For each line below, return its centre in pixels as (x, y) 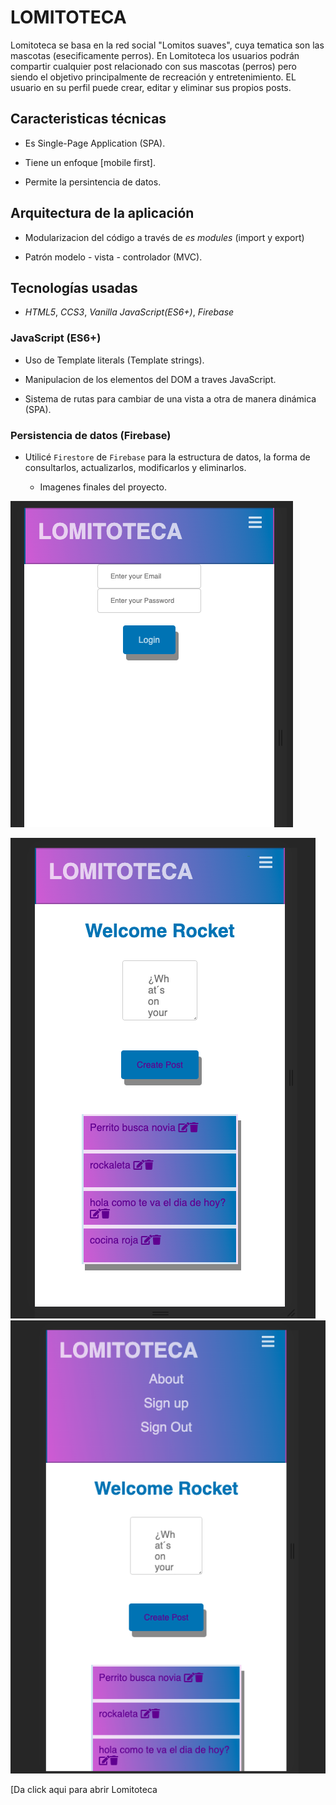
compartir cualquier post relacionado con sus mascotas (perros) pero (153, 66)
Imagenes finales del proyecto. (103, 487)
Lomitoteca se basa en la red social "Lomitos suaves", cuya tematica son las (167, 45)
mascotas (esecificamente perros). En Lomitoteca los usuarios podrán (155, 55)
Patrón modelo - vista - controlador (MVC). (113, 257)
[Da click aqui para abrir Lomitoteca (84, 1790)
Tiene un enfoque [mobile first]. (90, 162)
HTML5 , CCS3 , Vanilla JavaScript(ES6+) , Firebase (129, 312)
